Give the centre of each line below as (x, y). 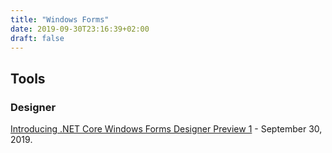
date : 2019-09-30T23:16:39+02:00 (80, 29)
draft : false (37, 38)
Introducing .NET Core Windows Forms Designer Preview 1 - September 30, (166, 129)
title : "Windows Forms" (60, 19)
